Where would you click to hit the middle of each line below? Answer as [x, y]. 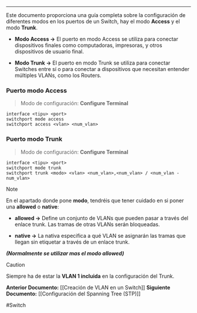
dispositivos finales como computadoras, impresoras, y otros [88, 45]
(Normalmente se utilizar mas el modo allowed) [65, 253]
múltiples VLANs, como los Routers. [58, 75]
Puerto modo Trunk [34, 139]
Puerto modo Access [37, 90]
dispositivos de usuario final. [49, 51]
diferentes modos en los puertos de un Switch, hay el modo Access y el [93, 21]
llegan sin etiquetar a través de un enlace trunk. [72, 242]
